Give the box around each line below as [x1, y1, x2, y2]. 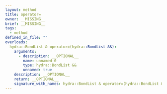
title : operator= [5, 12, 41, 17]
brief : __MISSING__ [5, 21, 46, 26]
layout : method [5, 7, 37, 12]
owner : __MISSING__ [5, 16, 46, 21]
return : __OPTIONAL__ [14, 77, 59, 82]
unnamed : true [23, 68, 52, 73]
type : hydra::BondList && [23, 63, 77, 68]
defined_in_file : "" [5, 35, 48, 40]
